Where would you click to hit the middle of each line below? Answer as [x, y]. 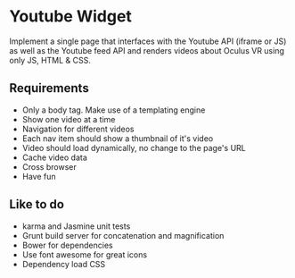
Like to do [37, 204]
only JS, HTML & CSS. [50, 60]
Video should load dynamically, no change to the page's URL [134, 147]
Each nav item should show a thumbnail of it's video [118, 138]
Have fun [39, 176]
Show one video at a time [69, 119]
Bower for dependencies [67, 245]
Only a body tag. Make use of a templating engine [114, 110]
